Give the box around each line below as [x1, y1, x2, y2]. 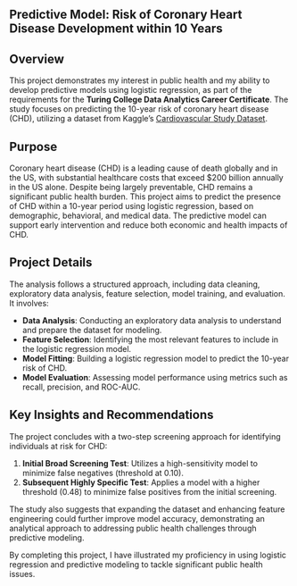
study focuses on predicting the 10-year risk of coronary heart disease [9, 104, 269, 114]
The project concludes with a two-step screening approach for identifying [9, 431, 281, 441]
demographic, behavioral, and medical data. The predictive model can [9, 210, 268, 222]
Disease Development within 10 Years [9, 21, 223, 37]
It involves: [9, 297, 49, 308]
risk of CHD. [21, 362, 68, 373]
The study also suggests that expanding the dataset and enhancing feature [9, 504, 285, 515]
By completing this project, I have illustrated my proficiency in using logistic [9, 549, 287, 560]
